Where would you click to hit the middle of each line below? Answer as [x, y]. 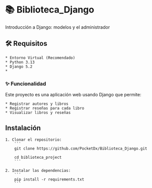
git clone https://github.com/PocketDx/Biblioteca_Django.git [81, 148]
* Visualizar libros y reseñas [38, 113]
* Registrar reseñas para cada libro [45, 108]
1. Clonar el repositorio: [33, 140]
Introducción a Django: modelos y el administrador [58, 27]
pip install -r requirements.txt [49, 179]
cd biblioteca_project [38, 157]
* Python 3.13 [20, 62]
